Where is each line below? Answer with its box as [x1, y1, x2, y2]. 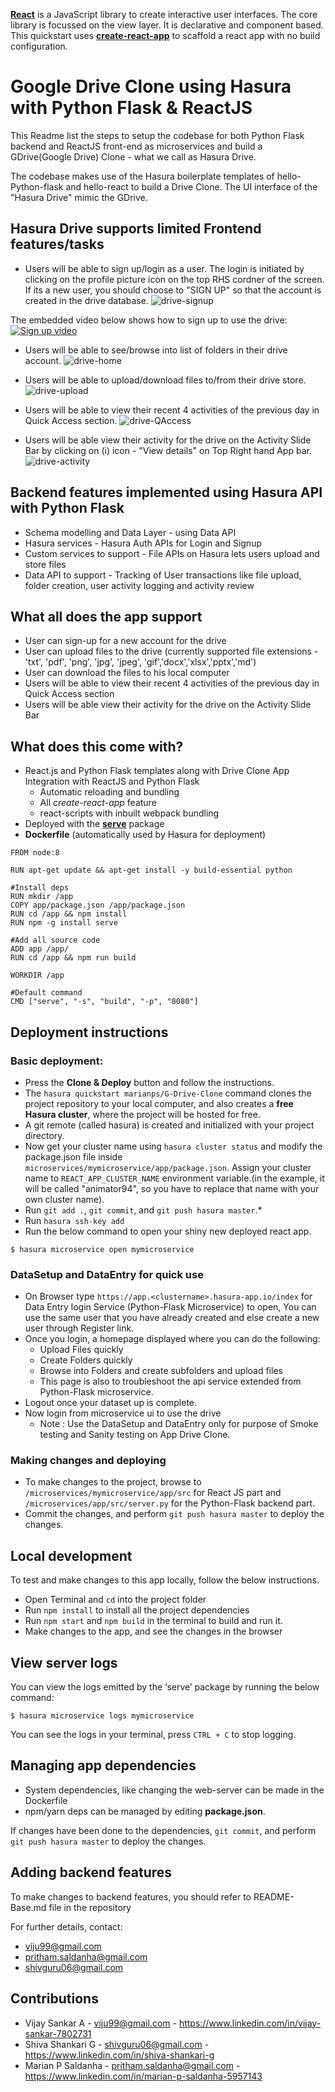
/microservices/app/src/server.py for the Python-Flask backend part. [24, 1497, 316, 1509]
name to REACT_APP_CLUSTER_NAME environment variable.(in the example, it [24, 1172, 325, 1184]
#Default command [10, 988, 83, 998]
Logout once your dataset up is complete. [24, 1397, 198, 1409]
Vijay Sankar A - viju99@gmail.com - [24, 2017, 177, 2029]
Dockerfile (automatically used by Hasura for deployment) [24, 829, 267, 841]
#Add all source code [10, 935, 101, 946]
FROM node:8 [10, 848, 60, 858]
